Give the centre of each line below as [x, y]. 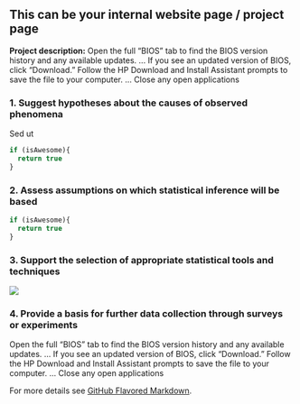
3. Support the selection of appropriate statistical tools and [141, 260]
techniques [35, 271]
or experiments [44, 325]
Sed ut [22, 133]
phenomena [36, 114]
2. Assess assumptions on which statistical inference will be [145, 190]
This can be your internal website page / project [147, 15]
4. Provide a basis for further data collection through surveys [146, 313]
